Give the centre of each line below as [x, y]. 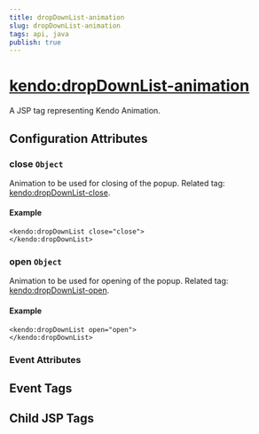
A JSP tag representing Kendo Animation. [85, 111]
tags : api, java [39, 34]
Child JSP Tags [52, 418]
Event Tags [41, 388]
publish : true [35, 42]
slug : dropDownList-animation [65, 26]
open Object [35, 261]
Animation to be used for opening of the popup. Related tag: [119, 281]
